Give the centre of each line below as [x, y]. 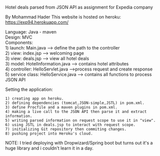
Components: [19, 42]
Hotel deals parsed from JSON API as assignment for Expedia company [79, 7]
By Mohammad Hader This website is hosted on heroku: [63, 17]
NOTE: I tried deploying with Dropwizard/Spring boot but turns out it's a [79, 143]
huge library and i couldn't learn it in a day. [49, 148]
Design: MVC [19, 37]
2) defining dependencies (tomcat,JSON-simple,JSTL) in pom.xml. [75, 103]
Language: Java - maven [31, 32]
